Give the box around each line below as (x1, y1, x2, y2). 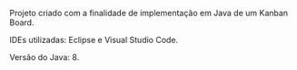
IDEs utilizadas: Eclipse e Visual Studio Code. (9, 35, 179, 45)
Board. (9, 17, 35, 28)
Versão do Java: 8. (9, 52, 80, 62)
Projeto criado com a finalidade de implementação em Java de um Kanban (9, 8, 289, 18)
